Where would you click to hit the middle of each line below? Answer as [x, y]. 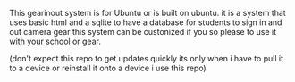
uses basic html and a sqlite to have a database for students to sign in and [146, 22]
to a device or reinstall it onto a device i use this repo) [108, 68]
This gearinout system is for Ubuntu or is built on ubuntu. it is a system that [147, 13]
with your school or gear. [55, 41]
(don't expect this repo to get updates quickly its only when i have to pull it [147, 58]
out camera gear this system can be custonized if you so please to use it [143, 32]
